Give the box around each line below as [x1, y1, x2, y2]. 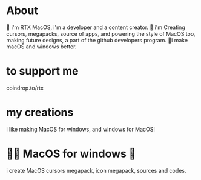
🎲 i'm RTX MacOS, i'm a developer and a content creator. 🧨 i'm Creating [6, 24, 186, 31]
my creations [6, 105, 74, 119]
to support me [6, 64, 79, 78]
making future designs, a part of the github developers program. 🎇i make [6, 36, 188, 44]
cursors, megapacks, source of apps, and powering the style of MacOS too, [6, 30, 196, 37]
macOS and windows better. [6, 43, 77, 50]
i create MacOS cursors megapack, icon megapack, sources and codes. [6, 167, 186, 174]
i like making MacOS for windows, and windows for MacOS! [6, 125, 156, 133]
